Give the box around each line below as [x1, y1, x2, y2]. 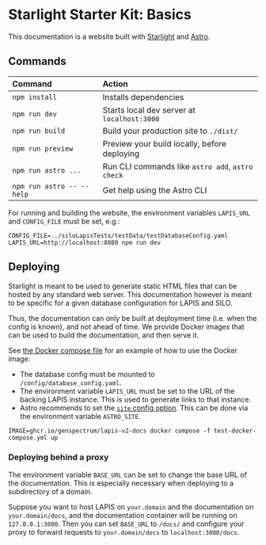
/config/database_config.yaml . [19, 378, 122, 387]
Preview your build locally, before [102, 138, 227, 149]
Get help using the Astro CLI [102, 185, 207, 196]
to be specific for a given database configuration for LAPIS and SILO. [8, 298, 233, 307]
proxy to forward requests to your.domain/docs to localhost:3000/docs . [8, 527, 240, 536]
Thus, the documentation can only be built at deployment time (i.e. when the [8, 313, 257, 322]
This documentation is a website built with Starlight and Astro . [8, 32, 211, 41]
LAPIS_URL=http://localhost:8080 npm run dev [8, 238, 161, 246]
